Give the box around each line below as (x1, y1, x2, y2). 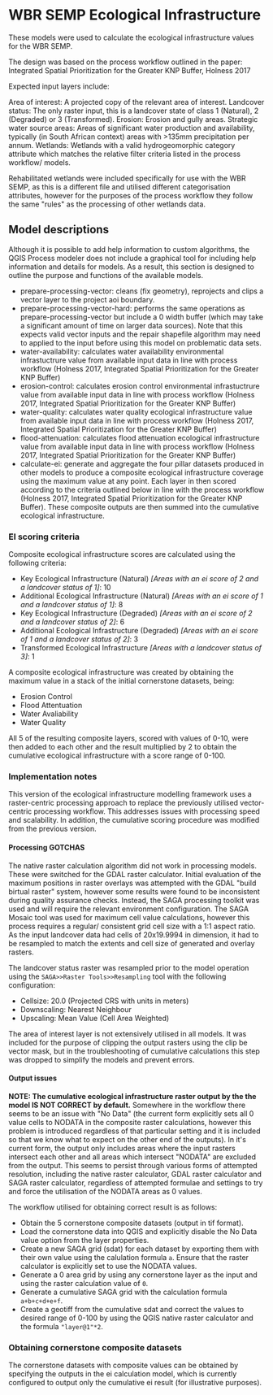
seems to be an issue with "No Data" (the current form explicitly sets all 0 (8, 1108, 254, 1119)
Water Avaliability (19, 709, 79, 719)
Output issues (8, 1073, 57, 1083)
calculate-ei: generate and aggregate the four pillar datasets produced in (19, 458, 264, 468)
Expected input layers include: (8, 81, 110, 91)
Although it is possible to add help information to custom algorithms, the (8, 244, 250, 254)
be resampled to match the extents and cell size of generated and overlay (8, 938, 255, 948)
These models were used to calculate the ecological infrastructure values (8, 33, 254, 42)
